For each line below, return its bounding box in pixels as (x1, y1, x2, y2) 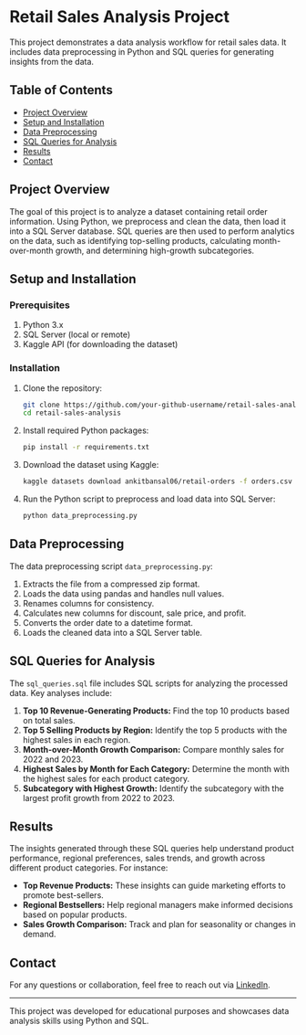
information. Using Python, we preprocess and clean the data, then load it (9, 216, 287, 227)
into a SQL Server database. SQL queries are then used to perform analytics (9, 226, 295, 237)
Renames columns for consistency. (22, 597, 155, 608)
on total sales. (22, 714, 76, 725)
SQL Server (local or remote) (22, 329, 131, 340)
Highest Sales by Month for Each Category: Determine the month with (22, 763, 290, 774)
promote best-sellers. (22, 890, 105, 901)
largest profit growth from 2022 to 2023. (22, 792, 176, 803)
